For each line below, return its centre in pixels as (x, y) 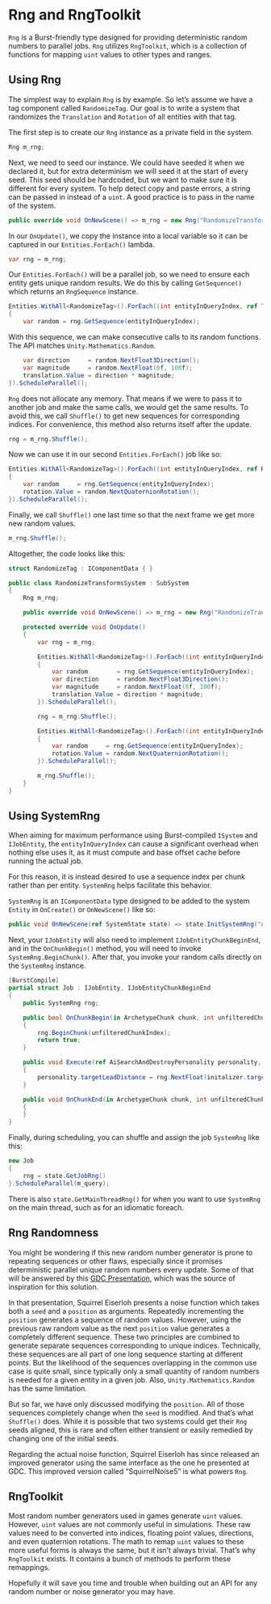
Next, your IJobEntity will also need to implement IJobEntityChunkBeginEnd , (134, 940)
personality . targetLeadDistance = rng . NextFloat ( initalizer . (142, 1077)
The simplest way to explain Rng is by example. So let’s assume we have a (131, 99)
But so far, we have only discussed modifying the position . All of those (126, 1403)
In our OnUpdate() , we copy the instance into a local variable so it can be (128, 235)
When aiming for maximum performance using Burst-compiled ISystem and (133, 835)
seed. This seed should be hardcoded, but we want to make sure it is (123, 179)
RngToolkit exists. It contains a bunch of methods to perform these (120, 1559)
